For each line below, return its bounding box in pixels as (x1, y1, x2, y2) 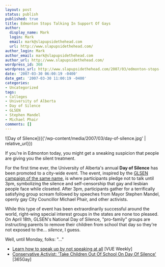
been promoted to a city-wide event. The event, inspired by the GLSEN (5, 170, 148, 176)
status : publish (5, 12, 38, 17)
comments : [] (5, 122, 32, 127)
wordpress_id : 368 (5, 62, 43, 67)
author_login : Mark (5, 48, 45, 53)
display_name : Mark (9, 30, 50, 35)
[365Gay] (12, 256, 32, 262)
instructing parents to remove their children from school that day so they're (5, 221, 157, 227)
